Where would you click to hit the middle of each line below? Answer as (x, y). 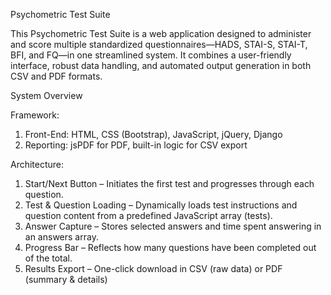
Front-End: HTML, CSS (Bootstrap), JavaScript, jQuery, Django (153, 134)
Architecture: (37, 164)
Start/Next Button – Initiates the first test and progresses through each (169, 183)
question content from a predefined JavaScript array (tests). (148, 215)
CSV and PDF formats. (56, 76)
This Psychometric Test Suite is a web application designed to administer (161, 33)
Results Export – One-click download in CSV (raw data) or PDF (153, 268)
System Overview (46, 95)
